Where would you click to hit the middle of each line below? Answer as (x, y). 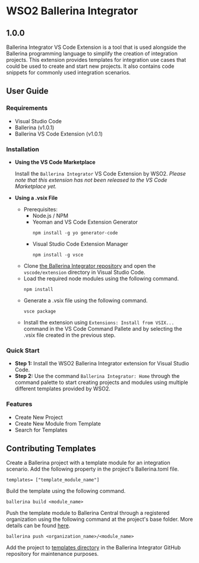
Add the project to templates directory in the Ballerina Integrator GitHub (94, 548)
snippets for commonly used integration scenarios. (68, 72)
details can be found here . (38, 526)
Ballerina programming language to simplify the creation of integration (92, 54)
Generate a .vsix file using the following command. (86, 300)
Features (19, 404)
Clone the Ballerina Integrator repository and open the (90, 265)
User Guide (27, 91)
